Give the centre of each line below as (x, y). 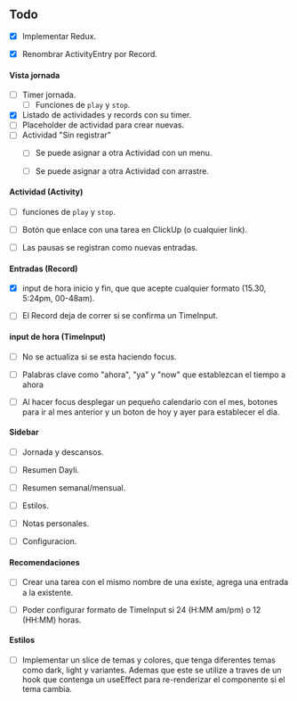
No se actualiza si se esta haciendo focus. (99, 357)
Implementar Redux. (59, 36)
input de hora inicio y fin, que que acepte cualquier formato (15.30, (144, 288)
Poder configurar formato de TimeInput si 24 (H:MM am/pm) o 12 (141, 609)
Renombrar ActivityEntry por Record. (90, 54)
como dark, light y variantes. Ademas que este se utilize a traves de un (152, 670)
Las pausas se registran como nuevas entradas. (110, 247)
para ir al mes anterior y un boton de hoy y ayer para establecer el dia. (151, 412)
